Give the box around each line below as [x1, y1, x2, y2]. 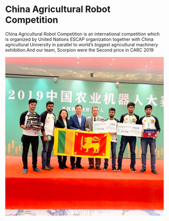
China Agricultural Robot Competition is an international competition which [5, 31, 160, 37]
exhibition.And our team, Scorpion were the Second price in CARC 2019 [5, 47, 154, 53]
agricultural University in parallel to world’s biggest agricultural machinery [5, 41, 158, 47]
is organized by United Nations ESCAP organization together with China [5, 36, 154, 42]
